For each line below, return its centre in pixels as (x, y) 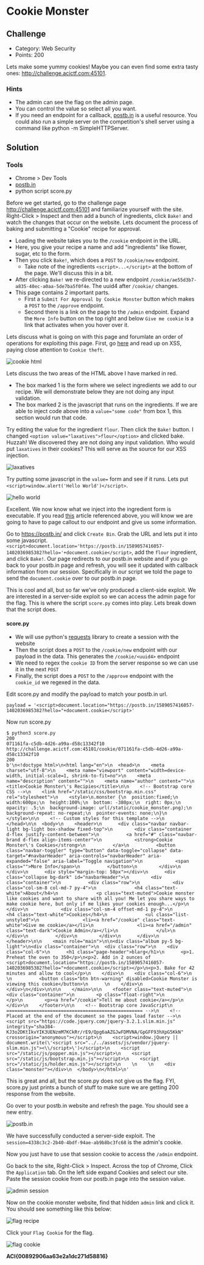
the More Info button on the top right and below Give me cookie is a (109, 318)
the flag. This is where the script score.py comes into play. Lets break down (101, 603)
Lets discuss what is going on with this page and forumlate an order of (95, 336)
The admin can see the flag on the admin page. (74, 103)
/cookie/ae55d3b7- (173, 280)
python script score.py (44, 191)
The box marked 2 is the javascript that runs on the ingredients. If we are (106, 405)
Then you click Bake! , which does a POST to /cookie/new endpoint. (97, 260)
